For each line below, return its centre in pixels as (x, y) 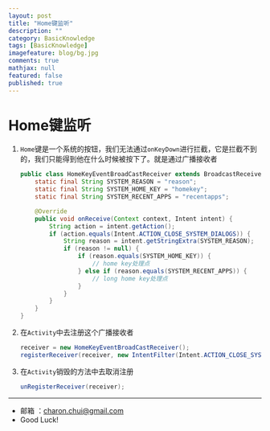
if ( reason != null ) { (101, 249)
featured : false (35, 76)
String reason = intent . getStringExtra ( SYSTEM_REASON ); (159, 241)
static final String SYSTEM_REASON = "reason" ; (116, 182)
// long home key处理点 (130, 278)
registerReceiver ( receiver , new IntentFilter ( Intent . (112, 355)
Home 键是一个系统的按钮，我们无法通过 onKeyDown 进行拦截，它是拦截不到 (138, 149)
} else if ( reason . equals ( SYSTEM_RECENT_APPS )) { (162, 271)
